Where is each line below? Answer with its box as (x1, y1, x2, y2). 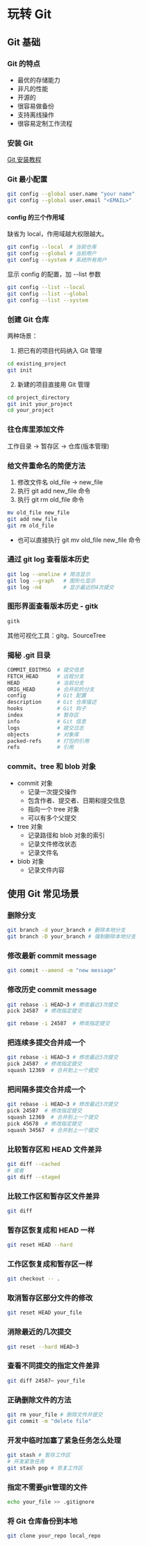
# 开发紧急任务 (7, 1458, 45, 1465)
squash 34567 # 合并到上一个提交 (7, 1126, 99, 1133)
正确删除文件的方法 (7, 1395, 72, 1404)
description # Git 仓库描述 (7, 699, 97, 706)
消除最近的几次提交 (7, 1327, 72, 1337)
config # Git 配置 (7, 692, 87, 699)
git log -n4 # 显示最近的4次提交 (7, 584, 115, 591)
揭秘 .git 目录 (7, 650, 51, 660)
